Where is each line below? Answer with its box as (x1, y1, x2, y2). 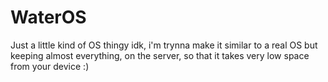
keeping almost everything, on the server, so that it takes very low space (10, 49, 310, 61)
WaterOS (10, 6, 87, 29)
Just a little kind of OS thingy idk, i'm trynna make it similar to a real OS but (10, 39, 318, 51)
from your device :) (10, 60, 90, 72)
